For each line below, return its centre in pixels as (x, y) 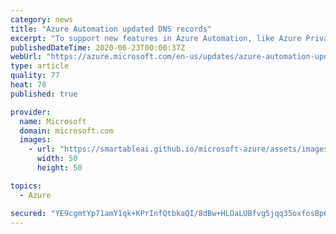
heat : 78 (28, 85)
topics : (26, 186)
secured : (28, 213)
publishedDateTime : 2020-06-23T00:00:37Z (98, 47)
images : (35, 140)
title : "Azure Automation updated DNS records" (111, 29)
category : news (42, 19)
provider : (31, 112)
